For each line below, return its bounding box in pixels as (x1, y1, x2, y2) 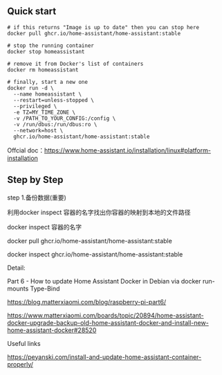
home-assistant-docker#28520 (7, 326, 97, 334)
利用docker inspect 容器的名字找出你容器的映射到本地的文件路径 (7, 208, 192, 216)
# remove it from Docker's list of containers (7, 60, 144, 67)
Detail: (7, 263, 26, 272)
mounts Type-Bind (7, 284, 60, 293)
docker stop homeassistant (7, 48, 85, 55)
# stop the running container (7, 42, 95, 49)
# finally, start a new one (7, 78, 89, 85)
